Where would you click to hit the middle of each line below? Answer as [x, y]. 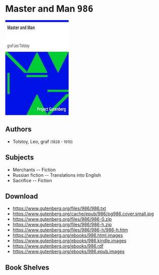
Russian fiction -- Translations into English [57, 175]
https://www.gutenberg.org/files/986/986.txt [59, 209]
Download [22, 196]
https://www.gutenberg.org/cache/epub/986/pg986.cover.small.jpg [83, 214]
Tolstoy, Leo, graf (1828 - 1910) [43, 141]
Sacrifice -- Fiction [32, 180]
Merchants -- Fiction [34, 170]
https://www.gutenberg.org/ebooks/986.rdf [58, 246]
